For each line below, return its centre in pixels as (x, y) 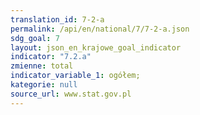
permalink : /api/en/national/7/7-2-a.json (100, 29)
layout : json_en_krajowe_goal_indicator (96, 47)
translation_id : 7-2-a (57, 19)
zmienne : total (42, 66)
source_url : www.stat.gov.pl (71, 94)
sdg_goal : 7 (35, 38)
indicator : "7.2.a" (51, 57)
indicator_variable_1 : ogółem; (75, 76)
